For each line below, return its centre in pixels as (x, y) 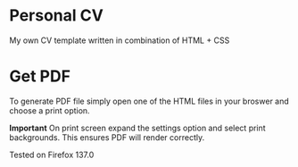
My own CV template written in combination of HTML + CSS (120, 40)
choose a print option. (50, 110)
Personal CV (57, 16)
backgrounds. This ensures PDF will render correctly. (107, 137)
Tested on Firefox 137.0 (52, 154)
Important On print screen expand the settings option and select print (137, 128)
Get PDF (40, 76)
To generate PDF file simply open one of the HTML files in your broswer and (149, 101)
